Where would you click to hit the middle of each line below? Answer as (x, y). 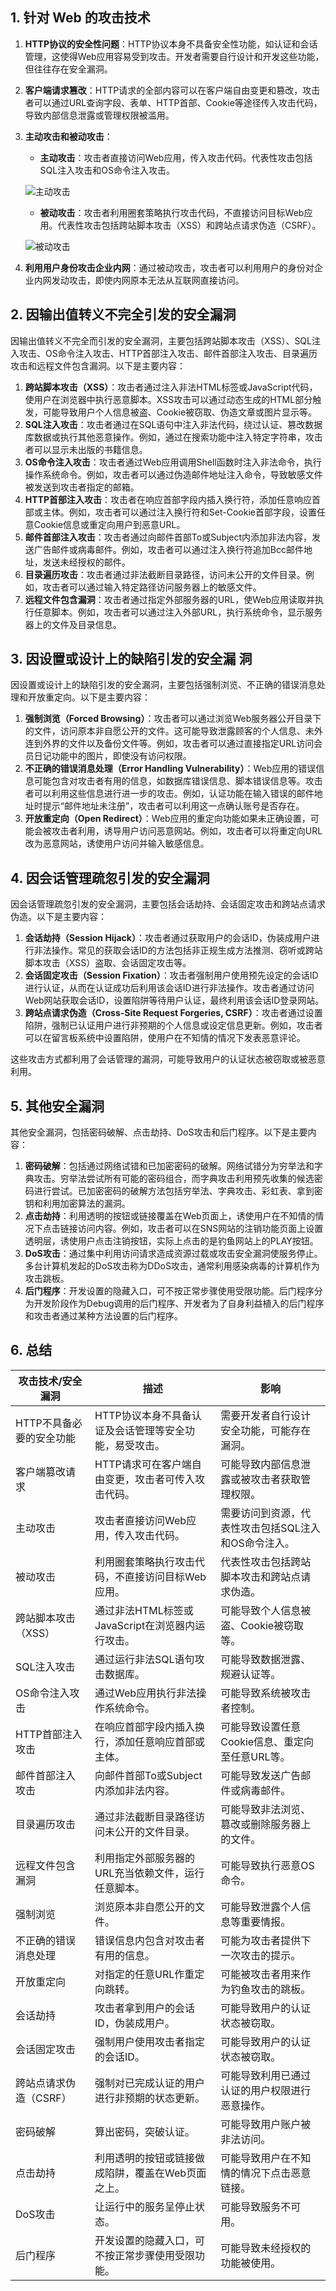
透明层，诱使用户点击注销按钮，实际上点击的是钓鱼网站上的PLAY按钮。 (171, 1241)
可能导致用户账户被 (266, 2124)
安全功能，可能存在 (266, 1430)
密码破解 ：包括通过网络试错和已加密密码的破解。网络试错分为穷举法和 (169, 1166)
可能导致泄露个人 (261, 1906)
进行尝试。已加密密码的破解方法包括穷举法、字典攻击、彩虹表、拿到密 (178, 1191)
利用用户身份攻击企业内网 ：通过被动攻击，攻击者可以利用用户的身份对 (169, 267)
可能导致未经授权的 (266, 2248)
